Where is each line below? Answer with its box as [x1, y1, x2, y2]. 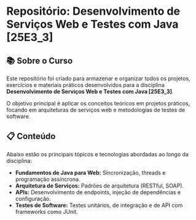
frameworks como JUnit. [15, 208, 79, 215]
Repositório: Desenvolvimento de [6, 4, 180, 18]
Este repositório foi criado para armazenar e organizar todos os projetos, [6, 75, 190, 82]
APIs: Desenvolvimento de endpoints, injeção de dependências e [15, 188, 181, 195]
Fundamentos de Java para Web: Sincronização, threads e [15, 169, 166, 176]
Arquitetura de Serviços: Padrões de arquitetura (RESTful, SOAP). [15, 182, 184, 189]
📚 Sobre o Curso [6, 55, 73, 66]
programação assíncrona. [15, 175, 80, 183]
